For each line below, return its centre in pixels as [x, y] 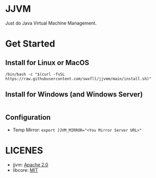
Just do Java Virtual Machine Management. [51, 23]
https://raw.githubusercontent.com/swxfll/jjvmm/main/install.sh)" [79, 79]
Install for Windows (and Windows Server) [74, 94]
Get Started [30, 44]
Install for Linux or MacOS [47, 63]
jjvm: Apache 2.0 [30, 165]
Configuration [28, 117]
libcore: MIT [25, 170]
